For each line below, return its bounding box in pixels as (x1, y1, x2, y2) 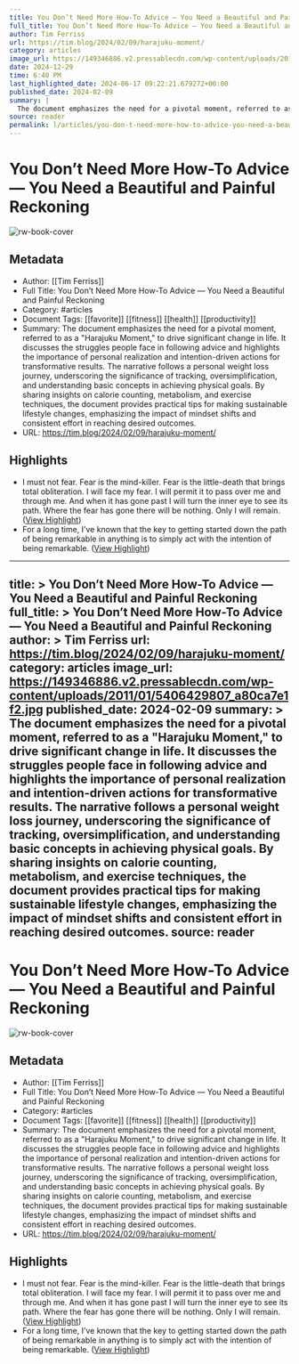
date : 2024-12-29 (9, 63, 74, 72)
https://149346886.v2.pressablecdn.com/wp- (9, 674, 274, 689)
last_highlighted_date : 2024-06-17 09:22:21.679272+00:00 (9, 79, 229, 88)
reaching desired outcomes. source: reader (9, 924, 255, 939)
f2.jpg (9, 702, 44, 717)
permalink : (9, 121, 50, 130)
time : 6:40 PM (9, 71, 62, 80)
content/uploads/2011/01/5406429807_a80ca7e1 (9, 687, 289, 703)
